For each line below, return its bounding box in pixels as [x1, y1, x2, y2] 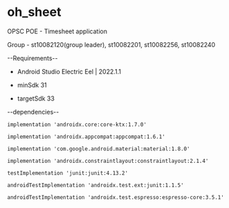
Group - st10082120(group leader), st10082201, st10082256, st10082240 [7, 40, 216, 49]
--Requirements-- [7, 53, 58, 62]
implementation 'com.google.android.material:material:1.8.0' [7, 145, 190, 153]
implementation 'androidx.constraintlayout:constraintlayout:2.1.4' [7, 157, 209, 164]
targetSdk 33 [17, 94, 55, 103]
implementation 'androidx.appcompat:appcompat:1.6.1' [7, 133, 166, 140]
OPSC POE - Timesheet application [7, 27, 107, 35]
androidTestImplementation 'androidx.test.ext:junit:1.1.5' [7, 182, 185, 189]
